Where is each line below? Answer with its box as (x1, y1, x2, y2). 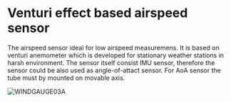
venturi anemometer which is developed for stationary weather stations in (7, 51, 225, 59)
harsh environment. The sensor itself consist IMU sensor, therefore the (7, 58, 215, 67)
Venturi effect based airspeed (7, 5, 188, 21)
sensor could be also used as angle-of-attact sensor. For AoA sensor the (7, 66, 221, 74)
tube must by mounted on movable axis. (7, 73, 125, 82)
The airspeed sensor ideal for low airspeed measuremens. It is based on (7, 43, 220, 52)
